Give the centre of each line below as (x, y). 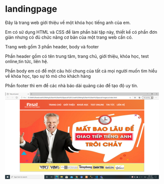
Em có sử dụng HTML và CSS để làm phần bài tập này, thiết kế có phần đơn (81, 32)
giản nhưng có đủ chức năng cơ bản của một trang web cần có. (69, 37)
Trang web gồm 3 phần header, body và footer (52, 46)
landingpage (31, 9)
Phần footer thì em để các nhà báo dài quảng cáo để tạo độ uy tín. (72, 85)
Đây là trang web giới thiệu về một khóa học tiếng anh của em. (68, 23)
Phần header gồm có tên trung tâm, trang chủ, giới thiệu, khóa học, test (77, 56)
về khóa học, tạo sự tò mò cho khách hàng (48, 76)
